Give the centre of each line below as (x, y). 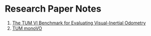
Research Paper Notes (53, 9)
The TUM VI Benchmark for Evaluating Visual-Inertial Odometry (79, 23)
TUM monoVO (27, 28)
